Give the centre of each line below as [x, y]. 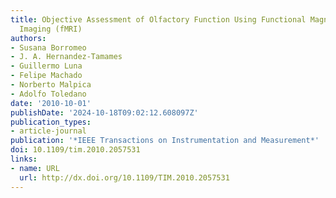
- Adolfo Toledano [48, 94]
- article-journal [48, 131]
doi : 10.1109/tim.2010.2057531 [75, 150]
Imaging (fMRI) [51, 29]
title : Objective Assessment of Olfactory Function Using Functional [158, 19]
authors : [28, 38]
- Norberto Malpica [51, 85]
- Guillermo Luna [46, 66]
